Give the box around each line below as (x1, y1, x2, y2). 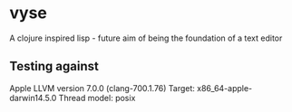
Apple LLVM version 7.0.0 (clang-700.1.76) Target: (9, 82, 195, 93)
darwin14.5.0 (9, 92, 57, 103)
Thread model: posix (58, 92, 136, 103)
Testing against (9, 59, 100, 74)
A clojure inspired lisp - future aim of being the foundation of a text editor (9, 33, 283, 43)
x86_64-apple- (196, 82, 253, 93)
